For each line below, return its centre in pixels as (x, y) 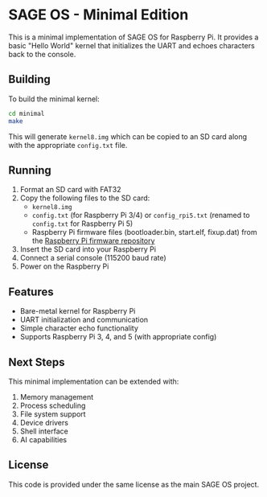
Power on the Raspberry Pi (64, 266)
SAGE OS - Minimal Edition (99, 15)
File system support (53, 414)
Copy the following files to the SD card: (85, 198)
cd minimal (27, 113)
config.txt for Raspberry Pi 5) (82, 224)
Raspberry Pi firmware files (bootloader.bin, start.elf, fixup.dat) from (144, 232)
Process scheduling (53, 405)
